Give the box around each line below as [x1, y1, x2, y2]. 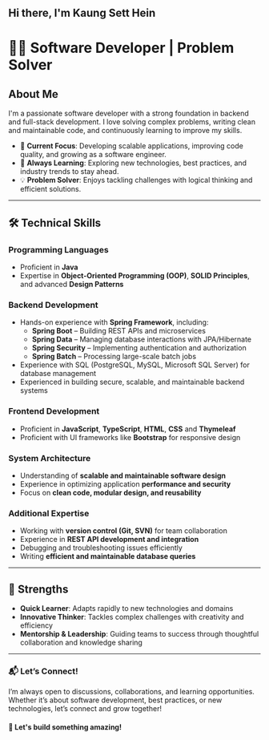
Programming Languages [8, 244, 110, 255]
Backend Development [8, 300, 98, 310]
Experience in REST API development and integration [19, 535, 199, 544]
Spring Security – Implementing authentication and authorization [31, 343, 247, 353]
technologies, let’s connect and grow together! [8, 704, 163, 714]
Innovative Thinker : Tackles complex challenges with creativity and [19, 613, 244, 622]
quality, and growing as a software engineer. [19, 150, 167, 160]
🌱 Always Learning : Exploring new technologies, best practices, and [19, 158, 247, 168]
